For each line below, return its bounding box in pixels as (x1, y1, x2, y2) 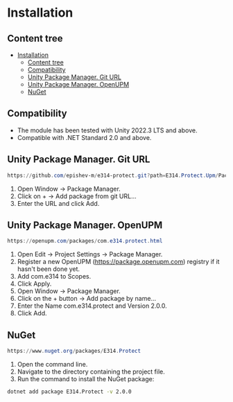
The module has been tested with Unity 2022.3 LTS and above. (17, 126, 198, 134)
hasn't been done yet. (17, 265, 80, 273)
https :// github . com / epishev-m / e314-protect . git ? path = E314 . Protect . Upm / (7, 172, 218, 179)
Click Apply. (17, 279, 52, 288)
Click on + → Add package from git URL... (17, 192, 137, 200)
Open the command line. (17, 360, 88, 368)
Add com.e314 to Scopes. (17, 272, 92, 281)
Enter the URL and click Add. (17, 199, 100, 207)
